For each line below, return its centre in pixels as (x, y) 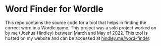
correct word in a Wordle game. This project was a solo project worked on (81, 27)
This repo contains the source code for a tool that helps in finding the (76, 23)
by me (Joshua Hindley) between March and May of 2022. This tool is (76, 33)
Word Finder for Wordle (54, 9)
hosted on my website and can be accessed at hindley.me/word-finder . (78, 38)
